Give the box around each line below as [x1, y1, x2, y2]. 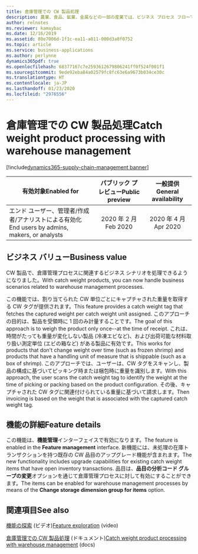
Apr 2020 [154, 223, 181, 231]
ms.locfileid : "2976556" [6, 91, 67, 97]
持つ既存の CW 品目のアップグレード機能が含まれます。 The [47, 451, 192, 459]
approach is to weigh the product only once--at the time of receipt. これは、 [6, 325, 191, 332]
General [156, 187, 179, 195]
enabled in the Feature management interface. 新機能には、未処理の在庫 [6, 444, 184, 451]
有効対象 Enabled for [22, 187, 80, 195]
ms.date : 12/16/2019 [6, 31, 57, 37]
